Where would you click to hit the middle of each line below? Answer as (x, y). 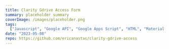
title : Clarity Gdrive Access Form (43, 10)
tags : (11, 24)
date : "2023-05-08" (26, 34)
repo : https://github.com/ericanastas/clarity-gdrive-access (71, 39)
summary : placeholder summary (37, 15)
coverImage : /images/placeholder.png (45, 19)
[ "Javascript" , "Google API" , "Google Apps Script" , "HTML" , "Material (87, 29)
